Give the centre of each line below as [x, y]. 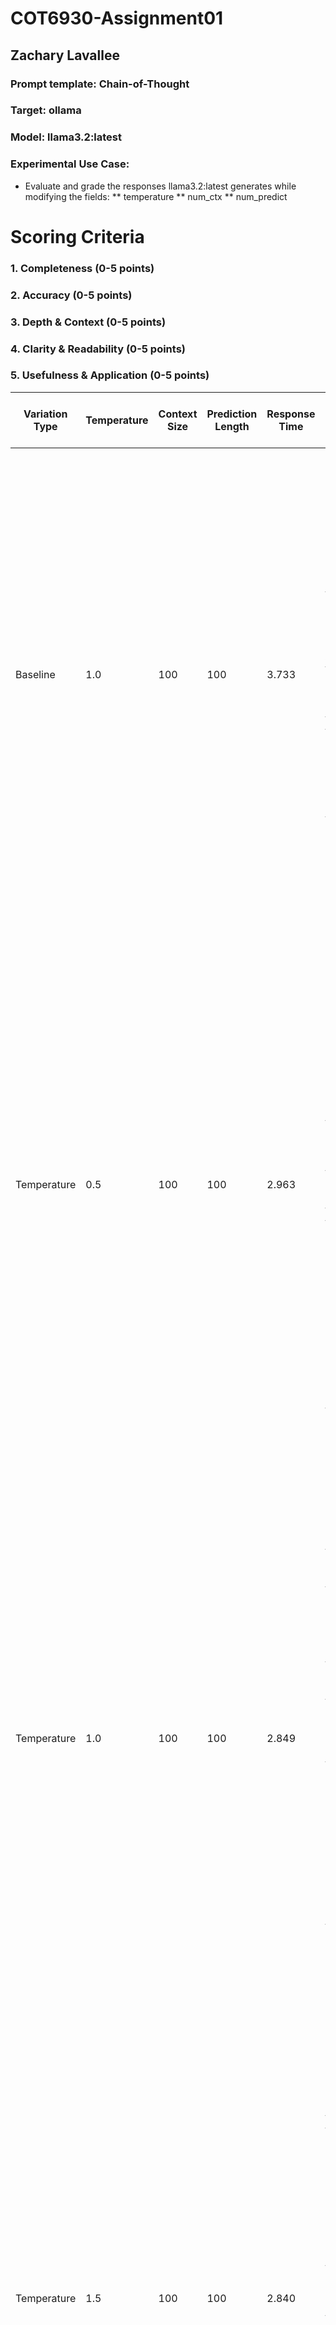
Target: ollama [46, 110]
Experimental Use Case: [70, 164]
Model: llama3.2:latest [66, 137]
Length [232, 426]
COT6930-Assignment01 [117, 18]
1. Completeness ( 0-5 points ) [82, 268]
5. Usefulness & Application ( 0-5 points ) [110, 375]
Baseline [35, 674]
